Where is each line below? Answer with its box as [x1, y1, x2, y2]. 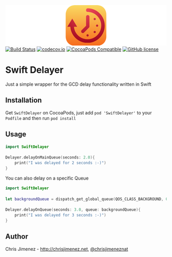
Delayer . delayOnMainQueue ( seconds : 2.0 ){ [5, 155, 95, 160]
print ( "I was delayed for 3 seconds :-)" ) [14, 213, 106, 218]
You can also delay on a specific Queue [5, 175, 89, 181]
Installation [5, 96, 42, 105]
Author [5, 232, 28, 241]
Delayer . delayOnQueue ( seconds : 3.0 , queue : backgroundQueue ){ [5, 207, 141, 212]
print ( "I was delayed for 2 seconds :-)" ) [14, 161, 106, 166]
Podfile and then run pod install [5, 115, 76, 121]
